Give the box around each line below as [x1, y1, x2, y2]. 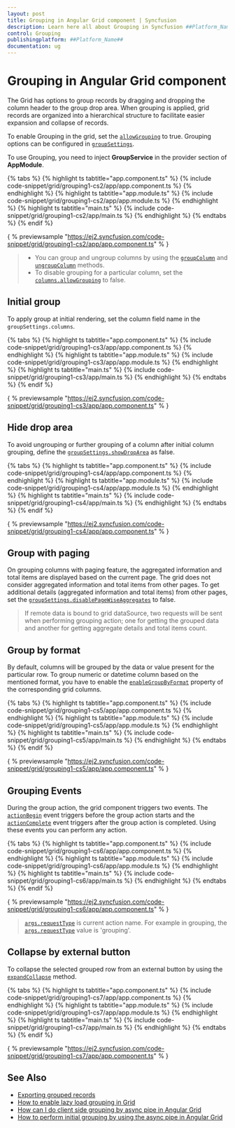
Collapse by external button [7, 947, 131, 958]
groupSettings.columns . [7, 322, 76, 330]
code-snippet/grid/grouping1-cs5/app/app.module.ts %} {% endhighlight [7, 721, 218, 729]
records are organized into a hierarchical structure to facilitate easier [7, 111, 205, 119]
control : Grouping [7, 29, 61, 37]
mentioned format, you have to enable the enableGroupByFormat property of [7, 678, 224, 687]
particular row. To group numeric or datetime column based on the [7, 670, 199, 679]
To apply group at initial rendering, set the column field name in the [7, 315, 201, 323]
